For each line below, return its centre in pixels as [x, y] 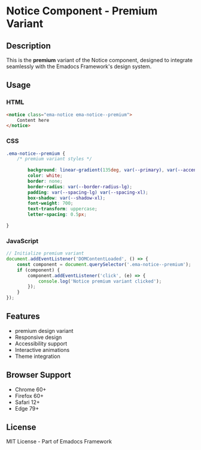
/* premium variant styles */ [55, 159]
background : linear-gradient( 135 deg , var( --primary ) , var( [103, 170]
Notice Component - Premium [82, 11]
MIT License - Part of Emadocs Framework [59, 442]
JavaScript [22, 241]
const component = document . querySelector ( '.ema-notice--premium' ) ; [104, 264]
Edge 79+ [27, 408]
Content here [33, 120]
